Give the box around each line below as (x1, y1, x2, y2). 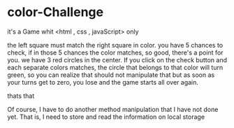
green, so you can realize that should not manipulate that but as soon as (7, 71, 215, 79)
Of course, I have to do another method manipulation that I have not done (7, 105, 219, 113)
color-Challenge (7, 4, 103, 20)
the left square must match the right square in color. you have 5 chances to (7, 41, 224, 49)
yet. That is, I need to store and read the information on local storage (7, 113, 205, 121)
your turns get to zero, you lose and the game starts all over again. (7, 78, 199, 86)
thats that (7, 92, 35, 100)
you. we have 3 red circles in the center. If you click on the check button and (7, 55, 228, 64)
